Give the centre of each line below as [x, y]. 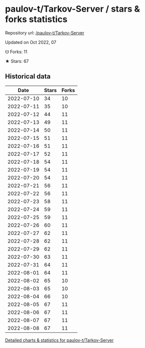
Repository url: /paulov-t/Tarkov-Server [45, 33]
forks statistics [36, 19]
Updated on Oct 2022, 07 [31, 42]
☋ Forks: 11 [16, 52]
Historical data [28, 77]
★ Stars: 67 [17, 61]
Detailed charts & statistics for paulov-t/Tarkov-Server [59, 340]
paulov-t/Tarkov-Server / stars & [72, 9]
